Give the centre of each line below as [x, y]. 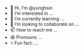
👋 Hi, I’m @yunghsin [31, 8]
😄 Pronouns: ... [26, 37]
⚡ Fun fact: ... [24, 43]
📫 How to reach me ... [34, 30]
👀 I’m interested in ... [32, 13]
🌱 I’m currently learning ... [37, 19]
